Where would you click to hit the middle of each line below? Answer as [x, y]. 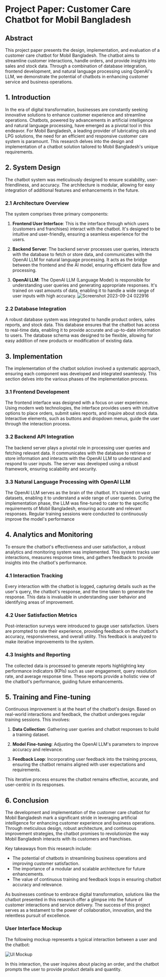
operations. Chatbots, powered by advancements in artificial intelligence [79, 120]
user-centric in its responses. [35, 785]
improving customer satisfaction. [46, 863]
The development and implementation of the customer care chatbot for [78, 813]
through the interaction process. [38, 424]
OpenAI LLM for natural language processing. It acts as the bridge [80, 260]
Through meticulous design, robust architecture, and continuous [71, 829]
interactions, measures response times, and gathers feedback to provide [79, 557]
